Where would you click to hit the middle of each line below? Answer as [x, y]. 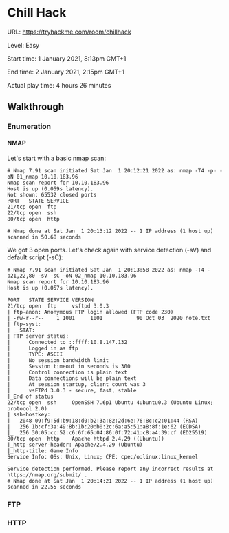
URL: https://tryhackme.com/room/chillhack [69, 32]
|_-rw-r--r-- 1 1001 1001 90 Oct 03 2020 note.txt [109, 319]
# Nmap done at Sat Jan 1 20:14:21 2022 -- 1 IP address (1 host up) [110, 481]
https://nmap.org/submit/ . [47, 475]
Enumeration [29, 127]
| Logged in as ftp [43, 349]
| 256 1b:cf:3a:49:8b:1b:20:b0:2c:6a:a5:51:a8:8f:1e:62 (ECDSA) [104, 427]
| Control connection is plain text [67, 373]
